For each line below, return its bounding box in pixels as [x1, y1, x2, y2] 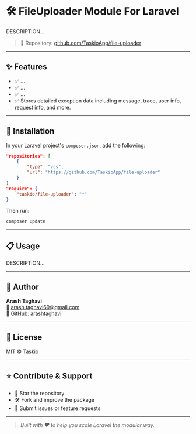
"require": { [6, 186, 38, 192]
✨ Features [6, 62, 47, 72]
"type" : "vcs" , [27, 164, 64, 170]
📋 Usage [6, 241, 40, 251]
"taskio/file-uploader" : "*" [16, 191, 87, 197]
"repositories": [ [6, 153, 51, 159]
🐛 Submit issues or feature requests [14, 405, 101, 412]
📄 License [6, 332, 43, 343]
